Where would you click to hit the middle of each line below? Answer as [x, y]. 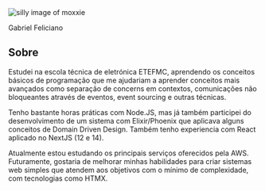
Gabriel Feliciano [36, 28]
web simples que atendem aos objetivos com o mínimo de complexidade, [129, 170]
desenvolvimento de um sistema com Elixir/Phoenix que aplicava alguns [126, 120]
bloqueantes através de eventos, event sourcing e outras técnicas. [117, 97]
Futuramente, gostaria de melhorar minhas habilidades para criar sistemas [130, 161]
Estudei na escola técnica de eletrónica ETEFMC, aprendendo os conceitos [132, 71]
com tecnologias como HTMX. [58, 178]
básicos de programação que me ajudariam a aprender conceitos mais [124, 80]
